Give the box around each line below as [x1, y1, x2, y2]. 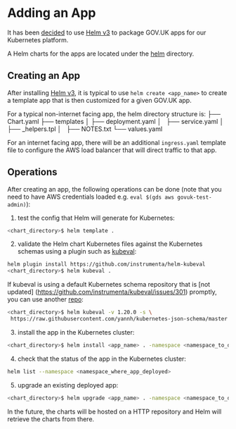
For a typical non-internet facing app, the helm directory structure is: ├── [7, 109, 221, 118]
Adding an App [7, 5, 96, 21]
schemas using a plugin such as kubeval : [17, 247, 137, 256]
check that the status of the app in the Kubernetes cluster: [17, 354, 186, 363]
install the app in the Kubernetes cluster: [17, 328, 135, 336]
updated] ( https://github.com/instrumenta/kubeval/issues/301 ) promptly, [7, 287, 217, 297]
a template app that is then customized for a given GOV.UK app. [7, 96, 192, 104]
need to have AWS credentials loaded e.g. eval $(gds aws [7, 192, 174, 201]
